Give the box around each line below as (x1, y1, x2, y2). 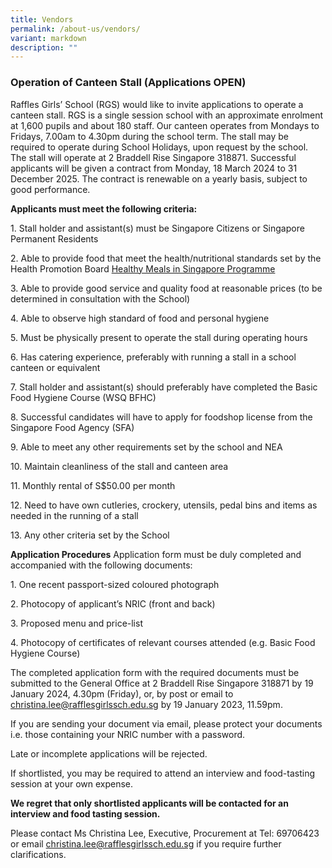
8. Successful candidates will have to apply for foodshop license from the (10, 411, 313, 423)
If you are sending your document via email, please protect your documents (10, 717, 323, 730)
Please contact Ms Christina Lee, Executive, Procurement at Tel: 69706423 (10, 827, 320, 839)
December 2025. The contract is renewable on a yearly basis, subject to (10, 172, 308, 185)
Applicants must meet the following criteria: (10, 202, 198, 215)
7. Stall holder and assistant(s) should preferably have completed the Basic (10, 381, 318, 393)
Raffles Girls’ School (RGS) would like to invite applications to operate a (10, 98, 304, 110)
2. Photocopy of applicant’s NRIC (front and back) (10, 597, 216, 610)
